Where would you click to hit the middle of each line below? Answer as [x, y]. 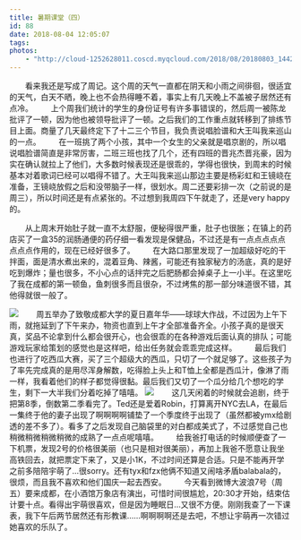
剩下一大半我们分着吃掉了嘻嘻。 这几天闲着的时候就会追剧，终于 [157, 392]
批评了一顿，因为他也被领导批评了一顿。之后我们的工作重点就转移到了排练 [146, 119]
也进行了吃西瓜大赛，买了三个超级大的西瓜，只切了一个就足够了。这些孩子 [146, 359]
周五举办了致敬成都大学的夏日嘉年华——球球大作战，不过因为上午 [157, 314]
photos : [24, 51]
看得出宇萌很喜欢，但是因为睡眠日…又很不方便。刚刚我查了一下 [166, 504]
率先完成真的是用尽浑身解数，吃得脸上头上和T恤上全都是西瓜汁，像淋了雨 [153, 370]
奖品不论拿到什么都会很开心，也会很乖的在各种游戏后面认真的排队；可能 [158, 336]
